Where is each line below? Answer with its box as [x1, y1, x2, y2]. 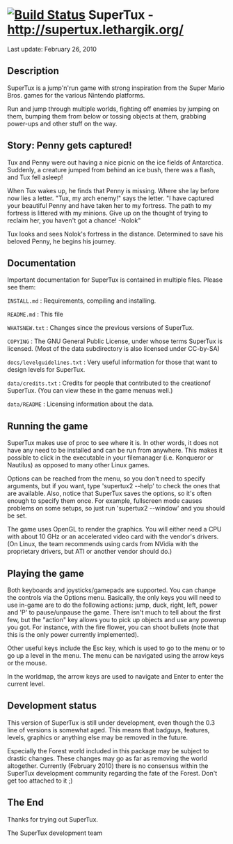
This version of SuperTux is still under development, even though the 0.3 [7, 718, 216, 727]
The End [7, 797, 44, 808]
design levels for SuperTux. [7, 366, 86, 374]
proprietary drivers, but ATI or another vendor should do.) [7, 548, 172, 556]
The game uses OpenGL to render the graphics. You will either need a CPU [7, 525, 222, 534]
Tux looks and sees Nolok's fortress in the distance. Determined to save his [7, 229, 224, 238]
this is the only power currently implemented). [7, 631, 139, 638]
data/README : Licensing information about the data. [7, 400, 154, 408]
